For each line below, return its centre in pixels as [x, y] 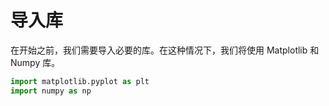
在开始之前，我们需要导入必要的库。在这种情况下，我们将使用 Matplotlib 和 [165, 50]
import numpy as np [51, 91]
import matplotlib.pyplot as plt [80, 81]
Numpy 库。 [35, 62]
